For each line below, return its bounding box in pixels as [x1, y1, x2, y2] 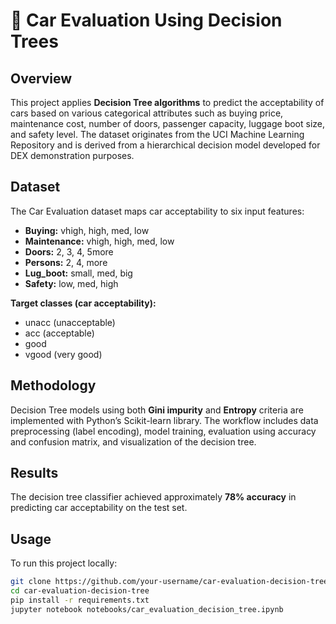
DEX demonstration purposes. [10, 150, 135, 161]
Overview [10, 70, 73, 87]
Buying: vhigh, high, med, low [24, 224, 150, 236]
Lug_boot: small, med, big [24, 267, 133, 279]
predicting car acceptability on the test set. [10, 502, 188, 514]
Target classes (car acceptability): [10, 297, 157, 309]
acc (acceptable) [24, 327, 95, 339]
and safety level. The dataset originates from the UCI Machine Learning [10, 129, 305, 140]
